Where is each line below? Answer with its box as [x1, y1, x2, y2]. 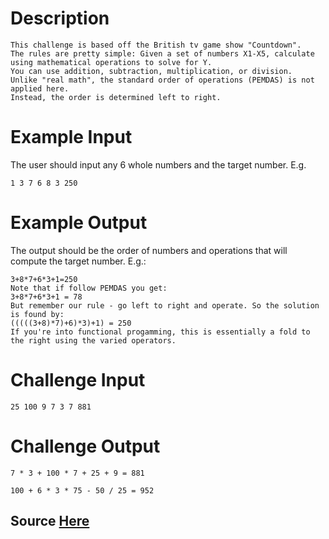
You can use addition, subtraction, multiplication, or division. [10, 66, 293, 76]
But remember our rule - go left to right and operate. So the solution [10, 300, 320, 311]
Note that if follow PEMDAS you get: [10, 283, 168, 293]
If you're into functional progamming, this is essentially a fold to [10, 327, 311, 337]
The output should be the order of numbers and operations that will [10, 244, 288, 256]
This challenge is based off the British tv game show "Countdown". [10, 40, 302, 50]
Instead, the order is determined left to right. [10, 92, 222, 102]
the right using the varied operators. [10, 335, 177, 346]
